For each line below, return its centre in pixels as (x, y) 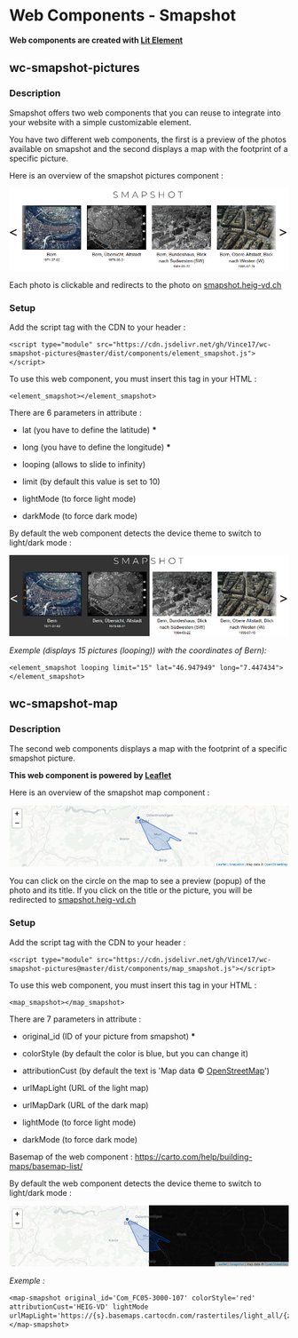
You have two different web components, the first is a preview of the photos (148, 139)
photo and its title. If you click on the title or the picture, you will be (131, 890)
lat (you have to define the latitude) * (89, 430)
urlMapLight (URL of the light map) (85, 1087)
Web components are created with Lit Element (96, 40)
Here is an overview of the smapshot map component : (110, 792)
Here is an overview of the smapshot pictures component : (116, 175)
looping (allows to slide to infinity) (84, 465)
